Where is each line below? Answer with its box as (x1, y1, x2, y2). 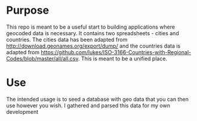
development (6, 108, 39, 115)
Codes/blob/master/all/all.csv (6, 55, 79, 62)
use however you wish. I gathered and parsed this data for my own (6, 102, 170, 109)
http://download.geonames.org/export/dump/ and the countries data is (6, 42, 181, 49)
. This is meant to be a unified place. (78, 55, 168, 62)
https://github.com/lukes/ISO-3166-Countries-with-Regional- (41, 48, 192, 55)
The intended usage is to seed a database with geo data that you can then (6, 95, 189, 103)
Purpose (6, 4, 50, 17)
